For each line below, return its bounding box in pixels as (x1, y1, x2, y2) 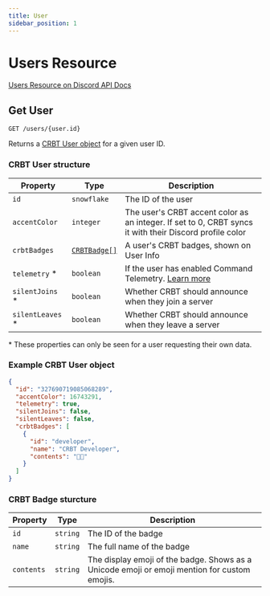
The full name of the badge (87, 541, 190, 553)
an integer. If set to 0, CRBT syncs (125, 216, 253, 227)
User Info (125, 250, 160, 261)
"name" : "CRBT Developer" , (29, 445, 121, 453)
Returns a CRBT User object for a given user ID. (8, 139, 166, 149)
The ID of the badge (87, 528, 163, 539)
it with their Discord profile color (125, 227, 247, 238)
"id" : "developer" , (29, 437, 95, 446)
